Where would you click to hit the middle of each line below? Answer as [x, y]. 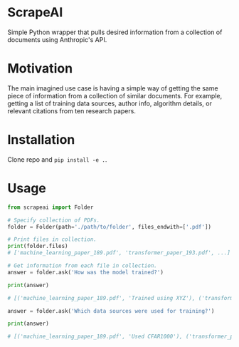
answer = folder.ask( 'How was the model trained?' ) [85, 272]
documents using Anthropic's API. [57, 39]
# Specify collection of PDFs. [54, 220]
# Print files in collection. [52, 239]
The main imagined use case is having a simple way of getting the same [113, 88]
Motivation [40, 69]
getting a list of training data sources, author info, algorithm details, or [110, 103]
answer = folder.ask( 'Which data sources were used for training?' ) [111, 311]
